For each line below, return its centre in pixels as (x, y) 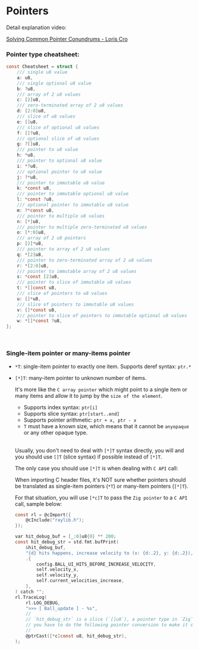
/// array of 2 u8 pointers (51, 238)
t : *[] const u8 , (37, 288)
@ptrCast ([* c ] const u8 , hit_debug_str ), (76, 636)
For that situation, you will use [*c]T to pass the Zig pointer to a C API (101, 497)
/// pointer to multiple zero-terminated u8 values (82, 227)
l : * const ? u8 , (36, 200)
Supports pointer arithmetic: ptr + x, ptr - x (80, 420)
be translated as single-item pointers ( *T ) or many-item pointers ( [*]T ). (102, 486)
